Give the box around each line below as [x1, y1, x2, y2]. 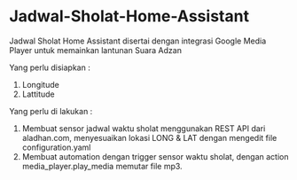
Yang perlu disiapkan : [9, 62, 90, 73]
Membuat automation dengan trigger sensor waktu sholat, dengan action [21, 151, 289, 161]
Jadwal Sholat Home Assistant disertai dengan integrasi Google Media [9, 35, 267, 46]
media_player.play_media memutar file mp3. [21, 160, 184, 171]
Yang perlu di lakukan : [9, 106, 93, 116]
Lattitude [21, 89, 55, 99]
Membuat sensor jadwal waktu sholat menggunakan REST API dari [21, 122, 266, 134]
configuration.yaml [21, 142, 91, 153]
